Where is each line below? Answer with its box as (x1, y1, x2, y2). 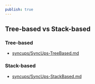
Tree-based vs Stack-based (5, 25, 91, 33)
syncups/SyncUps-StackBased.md (12, 73, 82, 79)
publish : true (5, 7, 34, 12)
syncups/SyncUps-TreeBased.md (12, 50, 80, 56)
